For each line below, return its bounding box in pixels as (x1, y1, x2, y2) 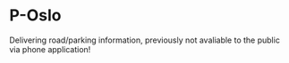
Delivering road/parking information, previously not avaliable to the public (9, 35, 280, 45)
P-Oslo (9, 5, 62, 26)
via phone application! (9, 43, 91, 54)
